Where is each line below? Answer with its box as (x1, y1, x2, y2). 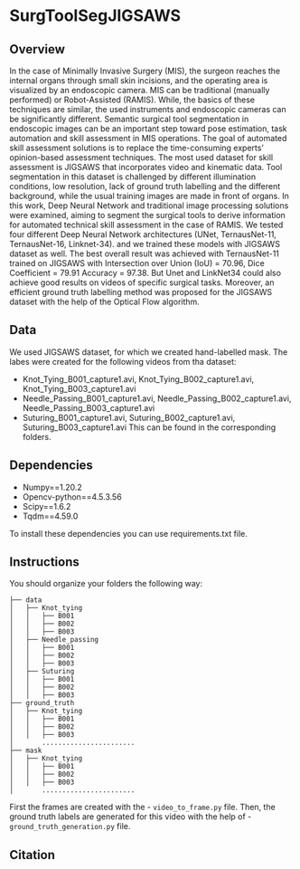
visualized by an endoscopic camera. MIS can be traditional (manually (9, 85, 270, 95)
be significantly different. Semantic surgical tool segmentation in (9, 114, 249, 124)
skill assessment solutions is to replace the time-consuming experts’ (9, 142, 264, 153)
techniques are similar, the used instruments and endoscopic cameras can (9, 104, 286, 114)
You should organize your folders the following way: (9, 578, 203, 589)
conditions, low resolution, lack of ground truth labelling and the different (9, 181, 281, 191)
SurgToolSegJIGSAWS (9, 5, 182, 26)
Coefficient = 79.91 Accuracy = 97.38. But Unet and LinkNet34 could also (9, 268, 282, 278)
